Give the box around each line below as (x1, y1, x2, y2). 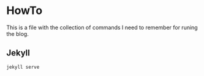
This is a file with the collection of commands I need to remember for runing (6, 24, 198, 31)
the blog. (6, 30, 29, 37)
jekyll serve (6, 64, 40, 70)
